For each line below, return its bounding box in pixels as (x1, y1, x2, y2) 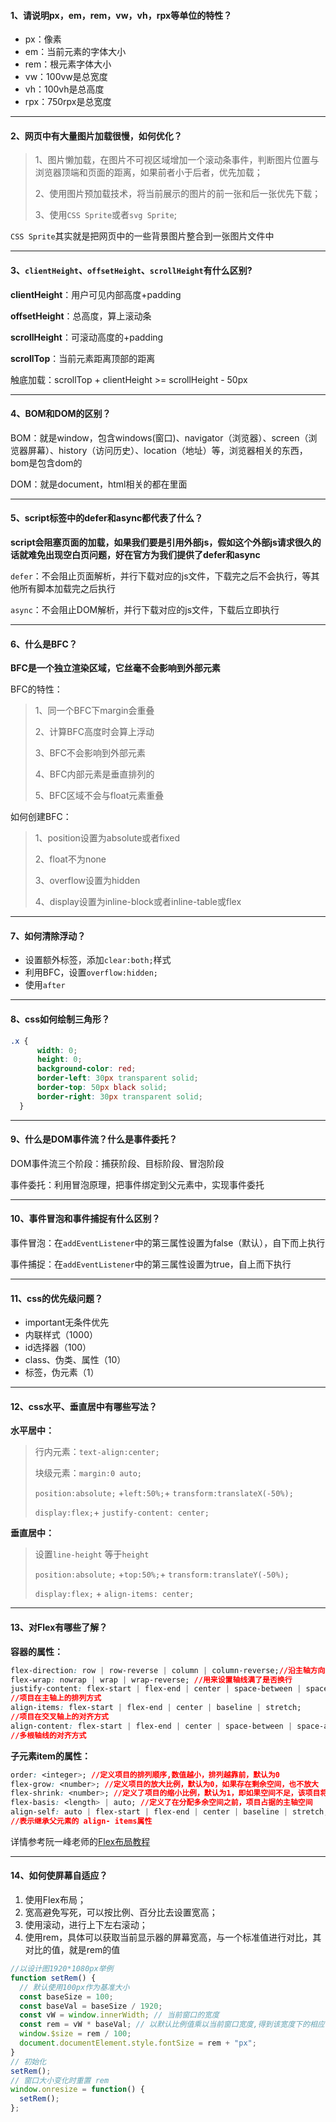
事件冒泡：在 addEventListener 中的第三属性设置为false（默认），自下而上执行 (10, 1237, 326, 1249)
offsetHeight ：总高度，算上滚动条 (10, 310, 152, 322)
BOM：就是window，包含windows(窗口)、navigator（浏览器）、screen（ (10, 431, 309, 444)
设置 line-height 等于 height (34, 1548, 150, 1560)
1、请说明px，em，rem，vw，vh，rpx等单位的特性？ (10, 9, 233, 21)
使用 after (24, 979, 66, 991)
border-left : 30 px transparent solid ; (36, 1073, 199, 1084)
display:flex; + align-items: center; (34, 1588, 195, 1600)
